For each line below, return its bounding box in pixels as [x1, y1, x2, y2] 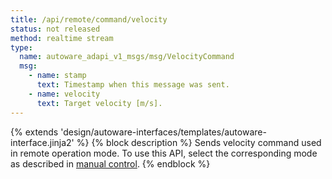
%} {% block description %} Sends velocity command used [76, 136, 322, 148]
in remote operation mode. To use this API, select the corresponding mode [10, 147, 318, 159]
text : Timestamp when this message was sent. [36, 80, 230, 90]
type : [10, 42, 33, 53]
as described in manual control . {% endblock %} [10, 157, 211, 170]
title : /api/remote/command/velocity [10, 14, 168, 25]
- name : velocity [28, 89, 101, 99]
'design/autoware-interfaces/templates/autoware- [60, 126, 267, 138]
